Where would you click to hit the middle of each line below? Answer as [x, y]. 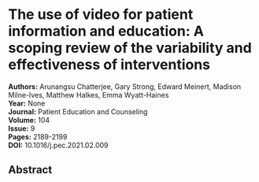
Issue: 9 [22, 128]
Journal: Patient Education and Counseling [78, 111]
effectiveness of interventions [109, 65]
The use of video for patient [101, 15]
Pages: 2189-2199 [38, 136]
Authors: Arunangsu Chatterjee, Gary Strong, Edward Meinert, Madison [125, 86]
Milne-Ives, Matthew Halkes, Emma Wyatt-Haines [89, 95]
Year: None [27, 103]
